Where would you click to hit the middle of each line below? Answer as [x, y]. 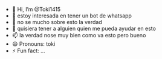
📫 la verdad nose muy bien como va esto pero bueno [79, 35]
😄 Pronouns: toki [34, 44]
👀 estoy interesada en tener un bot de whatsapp [72, 16]
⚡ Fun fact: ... [28, 51]
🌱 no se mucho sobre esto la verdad [57, 22]
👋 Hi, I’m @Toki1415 [36, 9]
